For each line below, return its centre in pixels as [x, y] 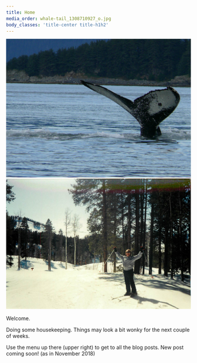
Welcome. [18, 318]
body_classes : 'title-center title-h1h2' [57, 25]
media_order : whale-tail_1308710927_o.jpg [59, 18]
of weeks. [18, 336]
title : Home [21, 12]
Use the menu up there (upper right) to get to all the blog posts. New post [95, 347]
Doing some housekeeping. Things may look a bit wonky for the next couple [98, 330]
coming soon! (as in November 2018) [51, 353]
